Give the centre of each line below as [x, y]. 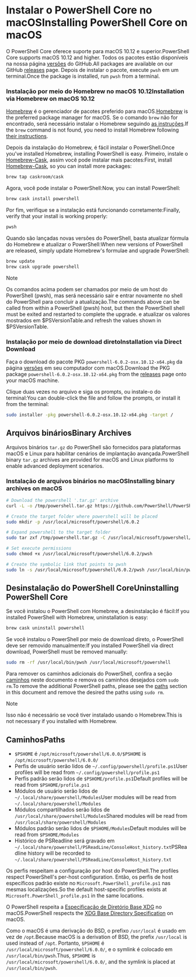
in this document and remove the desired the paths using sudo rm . [85, 692]
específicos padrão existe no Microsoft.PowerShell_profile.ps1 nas [88, 883]
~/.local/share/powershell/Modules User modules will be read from [95, 797]
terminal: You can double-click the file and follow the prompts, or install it [93, 398]
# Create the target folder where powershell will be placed [82, 516]
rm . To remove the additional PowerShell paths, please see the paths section [97, 686]
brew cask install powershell [43, 199]
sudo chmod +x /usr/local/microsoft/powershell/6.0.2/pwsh [79, 554]
